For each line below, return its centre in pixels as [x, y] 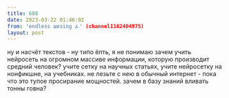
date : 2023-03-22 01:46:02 [46, 20]
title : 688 [23, 13]
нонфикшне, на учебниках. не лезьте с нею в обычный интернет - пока [112, 74]
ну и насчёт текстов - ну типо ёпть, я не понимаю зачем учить [99, 52]
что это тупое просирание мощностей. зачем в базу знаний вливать [108, 81]
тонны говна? [27, 88]
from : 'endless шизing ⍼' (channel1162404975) [76, 26]
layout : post [26, 33]
